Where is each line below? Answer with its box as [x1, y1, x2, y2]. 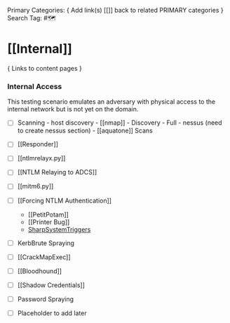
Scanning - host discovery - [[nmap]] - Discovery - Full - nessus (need [17, 118, 222, 127]
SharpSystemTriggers [27, 225, 91, 233]
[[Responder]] [17, 140, 58, 149]
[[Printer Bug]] [27, 217, 70, 226]
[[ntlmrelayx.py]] [17, 154, 66, 163]
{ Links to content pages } [7, 64, 82, 72]
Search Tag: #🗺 [7, 14, 56, 22]
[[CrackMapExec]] [17, 252, 72, 261]
